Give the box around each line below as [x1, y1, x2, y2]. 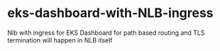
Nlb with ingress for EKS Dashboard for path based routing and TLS [7, 28, 205, 37]
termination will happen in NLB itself [7, 35, 113, 44]
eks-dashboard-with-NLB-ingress [7, 5, 214, 21]
